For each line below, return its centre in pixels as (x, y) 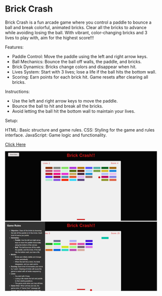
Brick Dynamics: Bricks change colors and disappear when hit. (74, 67)
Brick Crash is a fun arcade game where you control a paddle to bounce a (78, 22)
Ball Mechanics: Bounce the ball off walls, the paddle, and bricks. (77, 61)
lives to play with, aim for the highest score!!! (49, 38)
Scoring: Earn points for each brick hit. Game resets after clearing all (80, 77)
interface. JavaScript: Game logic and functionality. (56, 135)
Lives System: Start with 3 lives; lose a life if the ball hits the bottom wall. (84, 72)
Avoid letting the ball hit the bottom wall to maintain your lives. (74, 111)
